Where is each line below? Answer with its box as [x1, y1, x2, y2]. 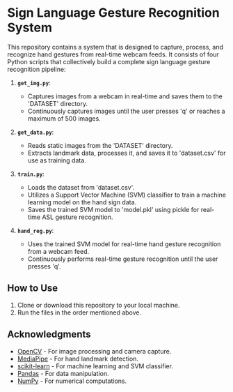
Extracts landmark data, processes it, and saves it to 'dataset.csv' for [27, 149, 226, 157]
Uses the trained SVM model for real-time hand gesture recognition [27, 239, 221, 248]
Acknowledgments [7, 329, 92, 340]
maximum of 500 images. [27, 114, 101, 123]
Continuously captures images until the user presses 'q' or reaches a [27, 107, 225, 115]
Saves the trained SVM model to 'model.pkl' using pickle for [27, 205, 200, 213]
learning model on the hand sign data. [27, 197, 137, 206]
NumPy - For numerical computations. [17, 377, 127, 385]
